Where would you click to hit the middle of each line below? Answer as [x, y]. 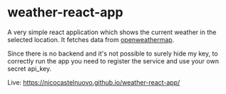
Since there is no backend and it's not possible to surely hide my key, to [113, 53]
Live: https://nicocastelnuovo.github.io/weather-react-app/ [94, 82]
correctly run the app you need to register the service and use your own [113, 61]
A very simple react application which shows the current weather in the [112, 32]
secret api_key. [30, 68]
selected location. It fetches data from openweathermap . [91, 39]
